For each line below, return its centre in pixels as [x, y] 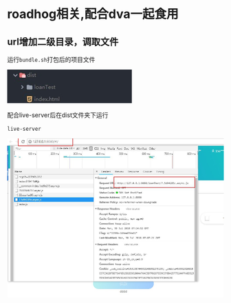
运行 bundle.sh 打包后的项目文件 [51, 60]
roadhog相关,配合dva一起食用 [93, 14]
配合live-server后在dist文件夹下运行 [58, 115]
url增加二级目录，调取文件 [63, 42]
